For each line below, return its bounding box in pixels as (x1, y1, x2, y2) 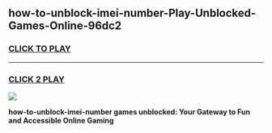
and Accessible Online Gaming (8, 115, 114, 125)
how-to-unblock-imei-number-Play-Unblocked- (8, 6, 257, 20)
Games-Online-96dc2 (8, 19, 122, 33)
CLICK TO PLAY (8, 44, 71, 55)
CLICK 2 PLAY (8, 73, 65, 85)
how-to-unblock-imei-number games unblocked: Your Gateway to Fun (8, 106, 251, 116)
